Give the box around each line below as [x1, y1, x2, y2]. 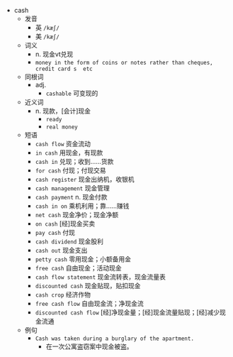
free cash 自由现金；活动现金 [35, 264, 122, 272]
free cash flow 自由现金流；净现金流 [35, 300, 144, 307]
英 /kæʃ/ [35, 23, 60, 31]
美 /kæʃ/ [35, 32, 60, 40]
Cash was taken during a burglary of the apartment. [35, 335, 195, 342]
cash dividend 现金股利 [35, 237, 104, 246]
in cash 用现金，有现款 [35, 148, 103, 157]
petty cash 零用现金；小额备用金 [35, 255, 131, 263]
